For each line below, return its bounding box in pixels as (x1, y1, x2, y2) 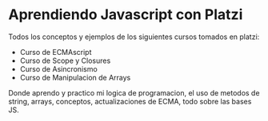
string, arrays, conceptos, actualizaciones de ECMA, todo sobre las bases (8, 96, 252, 106)
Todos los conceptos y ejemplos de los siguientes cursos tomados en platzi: (8, 32, 260, 41)
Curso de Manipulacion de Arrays (19, 72, 131, 82)
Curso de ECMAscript (19, 47, 92, 57)
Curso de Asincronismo (19, 64, 98, 73)
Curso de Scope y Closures (19, 56, 111, 65)
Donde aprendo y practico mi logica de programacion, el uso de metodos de (8, 88, 260, 97)
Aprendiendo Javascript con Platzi (8, 6, 243, 24)
